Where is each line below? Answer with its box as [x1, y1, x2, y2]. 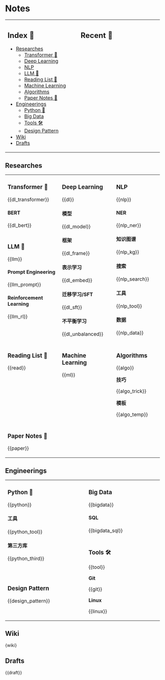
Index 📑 [7, 30, 34, 40]
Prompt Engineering [7, 269, 55, 276]
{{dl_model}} [62, 223, 91, 230]
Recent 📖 [81, 30, 113, 40]
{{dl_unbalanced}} [62, 331, 104, 338]
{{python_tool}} [7, 528, 43, 535]
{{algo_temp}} [116, 411, 148, 418]
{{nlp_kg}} [116, 249, 139, 255]
